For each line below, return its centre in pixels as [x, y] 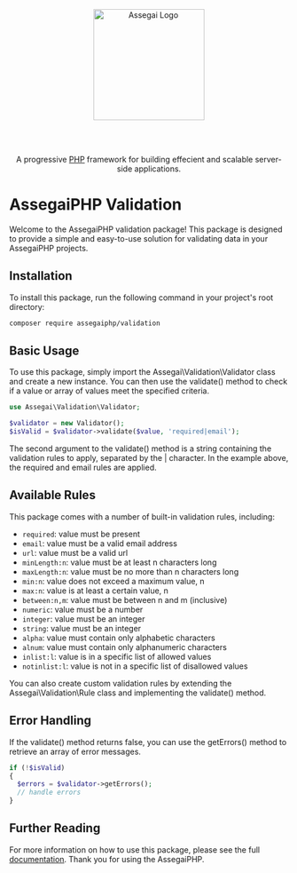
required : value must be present [81, 534]
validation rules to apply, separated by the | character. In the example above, [149, 458]
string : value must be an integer [82, 628]
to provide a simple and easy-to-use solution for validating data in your [139, 238]
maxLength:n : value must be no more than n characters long [130, 571]
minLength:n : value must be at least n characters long [119, 562]
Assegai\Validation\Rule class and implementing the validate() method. [138, 693]
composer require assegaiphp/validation [85, 323]
